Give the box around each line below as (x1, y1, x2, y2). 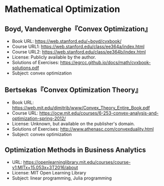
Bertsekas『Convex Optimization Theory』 (4, 86, 142, 94)
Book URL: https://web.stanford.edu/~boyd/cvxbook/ (11, 38, 122, 44)
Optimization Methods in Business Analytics (4, 146, 146, 154)
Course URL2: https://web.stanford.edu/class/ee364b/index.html (11, 49, 146, 54)
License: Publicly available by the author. (11, 54, 96, 60)
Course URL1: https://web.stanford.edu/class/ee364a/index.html (11, 43, 144, 49)
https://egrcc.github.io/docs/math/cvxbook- (60, 59, 151, 65)
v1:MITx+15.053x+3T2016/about (11, 164, 78, 170)
